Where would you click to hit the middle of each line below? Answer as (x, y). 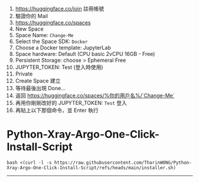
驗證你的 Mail (32, 16)
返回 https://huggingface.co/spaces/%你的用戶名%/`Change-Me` (95, 95)
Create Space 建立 (38, 81)
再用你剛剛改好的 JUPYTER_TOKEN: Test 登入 (71, 103)
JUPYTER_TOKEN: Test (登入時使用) (59, 67)
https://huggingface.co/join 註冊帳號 (60, 9)
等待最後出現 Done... (40, 88)
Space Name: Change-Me (44, 35)
